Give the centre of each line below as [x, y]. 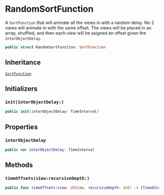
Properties [21, 127]
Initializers [21, 89]
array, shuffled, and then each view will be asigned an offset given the [76, 33]
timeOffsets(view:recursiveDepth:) [47, 178]
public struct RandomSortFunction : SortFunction [55, 47]
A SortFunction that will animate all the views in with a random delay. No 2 [80, 23]
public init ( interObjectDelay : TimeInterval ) [52, 112]
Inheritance [23, 62]
